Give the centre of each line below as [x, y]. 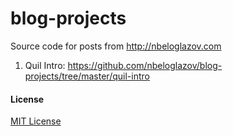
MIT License [36, 121]
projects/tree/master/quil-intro [87, 76]
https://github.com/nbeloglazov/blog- [145, 65]
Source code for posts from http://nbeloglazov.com [116, 46]
